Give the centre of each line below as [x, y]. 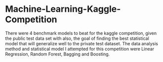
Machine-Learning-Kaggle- [63, 9]
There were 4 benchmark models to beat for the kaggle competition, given [81, 33]
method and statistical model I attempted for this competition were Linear [80, 49]
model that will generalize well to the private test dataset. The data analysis [81, 43]
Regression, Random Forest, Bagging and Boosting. [58, 54]
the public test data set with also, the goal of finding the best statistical [77, 38]
